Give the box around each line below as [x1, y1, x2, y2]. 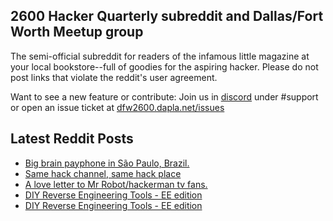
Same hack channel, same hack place [24, 167, 182, 179]
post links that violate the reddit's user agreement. [10, 71, 218, 83]
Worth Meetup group [10, 24, 144, 41]
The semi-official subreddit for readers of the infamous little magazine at [10, 50, 310, 62]
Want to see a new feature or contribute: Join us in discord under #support [10, 90, 319, 103]
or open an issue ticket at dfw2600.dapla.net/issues [10, 101, 225, 113]
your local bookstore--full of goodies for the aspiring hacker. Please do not [10, 60, 319, 73]
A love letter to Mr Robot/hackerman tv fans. [24, 178, 208, 190]
